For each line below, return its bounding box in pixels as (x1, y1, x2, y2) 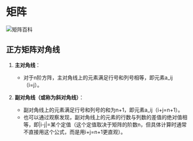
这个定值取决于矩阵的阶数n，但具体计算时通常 (75, 121, 187, 128)
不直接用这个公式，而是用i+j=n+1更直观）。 (23, 128, 126, 135)
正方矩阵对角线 (6, 45, 60, 55)
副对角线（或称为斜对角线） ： (14, 93, 84, 100)
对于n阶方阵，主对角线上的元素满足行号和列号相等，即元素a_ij (23, 74, 173, 81)
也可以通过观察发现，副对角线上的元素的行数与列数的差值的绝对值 (23, 113, 182, 120)
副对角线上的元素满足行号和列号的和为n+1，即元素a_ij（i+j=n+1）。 (23, 106, 183, 113)
